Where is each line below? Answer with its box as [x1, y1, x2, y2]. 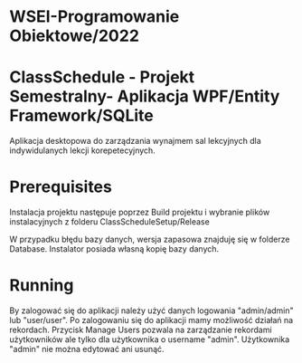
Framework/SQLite [9, 106, 154, 126]
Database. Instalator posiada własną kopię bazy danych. [9, 244, 220, 254]
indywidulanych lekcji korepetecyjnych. [9, 145, 156, 156]
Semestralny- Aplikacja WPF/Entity [9, 86, 280, 107]
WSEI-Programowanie [9, 6, 180, 27]
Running [9, 275, 74, 296]
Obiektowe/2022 [9, 25, 140, 46]
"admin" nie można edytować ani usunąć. [9, 344, 165, 354]
